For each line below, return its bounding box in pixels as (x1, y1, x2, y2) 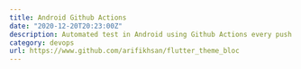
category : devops (9, 38, 75, 47)
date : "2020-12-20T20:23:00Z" (9, 22, 123, 30)
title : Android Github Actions (9, 13, 127, 22)
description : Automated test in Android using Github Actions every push (9, 30, 293, 39)
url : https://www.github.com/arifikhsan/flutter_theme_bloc (9, 47, 241, 56)
